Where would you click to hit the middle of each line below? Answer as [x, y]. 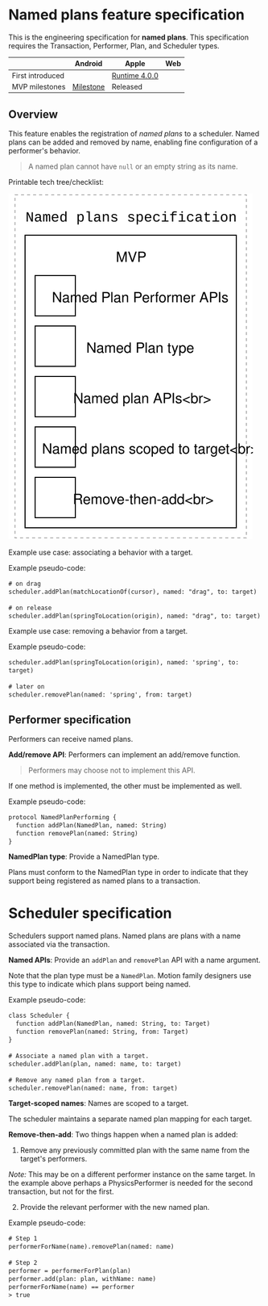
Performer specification [70, 720]
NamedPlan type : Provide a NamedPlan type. [84, 856]
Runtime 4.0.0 [135, 75]
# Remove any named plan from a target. [77, 1080]
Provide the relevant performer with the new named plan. [115, 1207]
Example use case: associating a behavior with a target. [101, 553]
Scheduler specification [90, 913]
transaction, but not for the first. [61, 1191]
